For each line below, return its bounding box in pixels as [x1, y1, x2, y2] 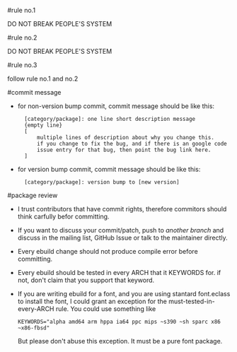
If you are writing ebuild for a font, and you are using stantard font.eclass [17, 290, 231, 298]
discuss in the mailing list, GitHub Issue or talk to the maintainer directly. [17, 233, 228, 242]
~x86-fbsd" [17, 324, 50, 332]
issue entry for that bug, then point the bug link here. [36, 146, 212, 153]
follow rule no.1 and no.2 [7, 74, 79, 83]
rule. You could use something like [55, 305, 156, 313]
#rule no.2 [7, 33, 37, 42]
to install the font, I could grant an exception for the [17, 297, 168, 305]
